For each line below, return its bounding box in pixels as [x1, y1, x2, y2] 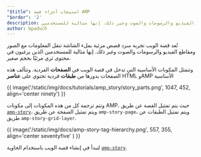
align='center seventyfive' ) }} [7, 133, 81, 140]
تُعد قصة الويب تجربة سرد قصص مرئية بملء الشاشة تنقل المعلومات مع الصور [7, 42, 178, 49]
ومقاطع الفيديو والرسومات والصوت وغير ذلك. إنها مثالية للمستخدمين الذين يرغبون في [7, 48, 196, 56]
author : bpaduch [7, 25, 47, 32]
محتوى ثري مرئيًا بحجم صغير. [7, 54, 71, 61]
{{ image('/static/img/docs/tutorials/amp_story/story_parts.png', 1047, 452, [7, 84, 191, 91]
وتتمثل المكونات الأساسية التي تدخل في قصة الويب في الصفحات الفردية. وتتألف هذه [7, 66, 194, 73]
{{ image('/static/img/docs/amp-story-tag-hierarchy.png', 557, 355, [7, 126, 172, 133]
